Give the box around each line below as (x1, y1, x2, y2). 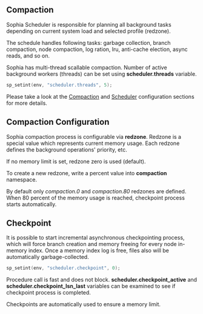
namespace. (6, 176, 38, 183)
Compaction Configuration (6, 117, 110, 127)
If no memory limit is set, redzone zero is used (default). (6, 158, 146, 165)
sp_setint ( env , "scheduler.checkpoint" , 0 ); (6, 265, 121, 272)
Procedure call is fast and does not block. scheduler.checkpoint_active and (6, 276, 198, 284)
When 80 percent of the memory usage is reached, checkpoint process (6, 194, 185, 201)
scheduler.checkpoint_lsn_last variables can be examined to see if (6, 282, 176, 290)
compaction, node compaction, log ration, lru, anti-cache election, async (6, 45, 188, 53)
